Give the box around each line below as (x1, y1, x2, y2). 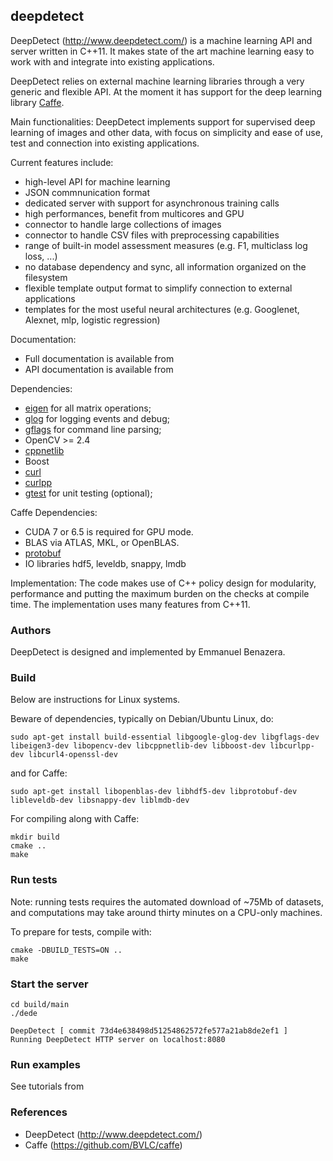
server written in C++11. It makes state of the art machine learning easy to (10, 45, 315, 57)
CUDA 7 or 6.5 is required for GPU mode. (24, 525, 194, 538)
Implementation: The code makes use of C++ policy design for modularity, (10, 577, 317, 589)
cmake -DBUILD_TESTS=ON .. (10, 945, 123, 955)
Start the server (10, 977, 89, 991)
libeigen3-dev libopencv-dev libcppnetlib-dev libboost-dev (10, 741, 267, 751)
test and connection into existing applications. (10, 137, 200, 149)
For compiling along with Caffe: (10, 813, 140, 825)
